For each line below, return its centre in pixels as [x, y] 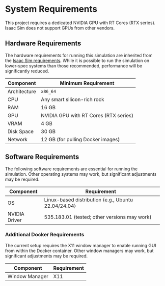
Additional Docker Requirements [45, 235]
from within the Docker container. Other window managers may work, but [79, 251]
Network [18, 139]
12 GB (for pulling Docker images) [81, 139]
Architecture [22, 91]
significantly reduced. [27, 71]
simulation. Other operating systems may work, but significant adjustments [81, 174]
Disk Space [21, 131]
